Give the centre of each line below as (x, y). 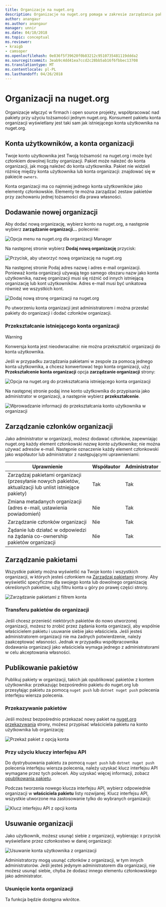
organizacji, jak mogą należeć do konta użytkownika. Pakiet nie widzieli (78, 166)
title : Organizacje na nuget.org (40, 10)
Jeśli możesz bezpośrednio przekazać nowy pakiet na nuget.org (71, 719)
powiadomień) (24, 514)
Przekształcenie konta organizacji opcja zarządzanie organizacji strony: (80, 372)
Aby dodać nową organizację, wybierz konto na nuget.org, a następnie (77, 224)
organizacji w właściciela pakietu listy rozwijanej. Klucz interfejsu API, (77, 793)
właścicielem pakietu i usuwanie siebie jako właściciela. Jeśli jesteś (74, 631)
